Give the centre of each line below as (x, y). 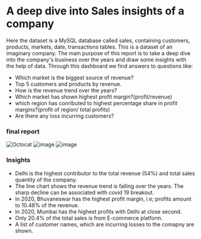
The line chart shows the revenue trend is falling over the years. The (99, 186)
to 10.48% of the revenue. (47, 205)
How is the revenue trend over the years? (66, 90)
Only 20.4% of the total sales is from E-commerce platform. (89, 218)
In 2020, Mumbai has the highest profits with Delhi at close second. (98, 211)
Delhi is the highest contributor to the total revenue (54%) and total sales (105, 173)
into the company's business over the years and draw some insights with (96, 59)
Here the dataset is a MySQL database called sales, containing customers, (98, 40)
